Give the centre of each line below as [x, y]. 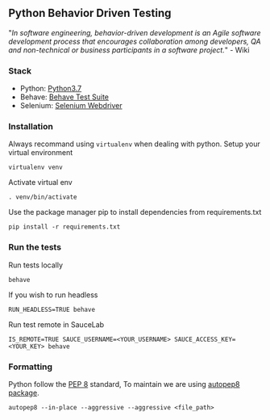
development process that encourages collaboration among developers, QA [135, 41]
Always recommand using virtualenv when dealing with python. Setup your [134, 144]
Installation [31, 127]
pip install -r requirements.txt [64, 227]
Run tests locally [35, 265]
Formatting [31, 367]
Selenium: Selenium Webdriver [71, 106]
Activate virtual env [40, 183]
